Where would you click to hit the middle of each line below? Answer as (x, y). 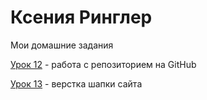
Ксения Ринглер (81, 17)
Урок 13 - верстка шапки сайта (76, 83)
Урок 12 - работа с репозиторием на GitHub (103, 64)
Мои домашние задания (62, 45)
